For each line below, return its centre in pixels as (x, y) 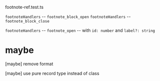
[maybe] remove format (29, 64)
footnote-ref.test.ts (24, 7)
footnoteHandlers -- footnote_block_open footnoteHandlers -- (68, 16)
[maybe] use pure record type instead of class (52, 73)
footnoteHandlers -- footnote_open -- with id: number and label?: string (80, 30)
